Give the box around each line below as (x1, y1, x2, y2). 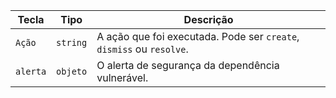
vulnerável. (96, 71, 149, 84)
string (56, 37, 88, 48)
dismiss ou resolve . (96, 42, 189, 56)
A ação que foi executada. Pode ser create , (96, 30, 300, 43)
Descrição (183, 13, 234, 26)
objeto (56, 66, 88, 77)
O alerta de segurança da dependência (96, 59, 280, 72)
